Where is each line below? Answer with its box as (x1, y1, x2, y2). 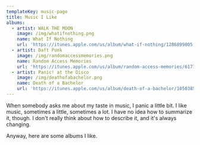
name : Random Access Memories (17, 58, 92, 64)
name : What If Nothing (17, 36, 73, 42)
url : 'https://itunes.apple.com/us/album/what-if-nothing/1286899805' (17, 42, 196, 48)
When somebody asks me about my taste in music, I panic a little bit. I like (6, 102, 187, 109)
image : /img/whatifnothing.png (17, 31, 95, 37)
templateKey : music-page (6, 8, 68, 15)
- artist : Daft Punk (11, 47, 62, 53)
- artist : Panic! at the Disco (11, 69, 89, 75)
